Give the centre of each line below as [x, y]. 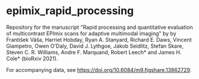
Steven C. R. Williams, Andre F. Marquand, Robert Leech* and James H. [94, 52]
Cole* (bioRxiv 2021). [32, 58]
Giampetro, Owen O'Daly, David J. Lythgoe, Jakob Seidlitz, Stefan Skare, [95, 46]
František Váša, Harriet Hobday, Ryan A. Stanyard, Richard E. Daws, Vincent [99, 39]
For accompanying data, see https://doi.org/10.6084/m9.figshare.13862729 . [99, 70]
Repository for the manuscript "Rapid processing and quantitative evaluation [99, 27]
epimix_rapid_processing [70, 11]
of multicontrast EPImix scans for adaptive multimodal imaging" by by [91, 33]
